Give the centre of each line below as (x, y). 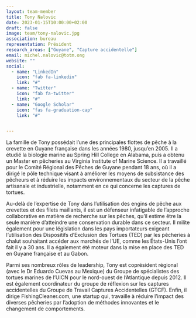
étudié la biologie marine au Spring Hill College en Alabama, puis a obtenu (95, 155)
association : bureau (31, 39)
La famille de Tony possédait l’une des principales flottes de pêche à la (92, 142)
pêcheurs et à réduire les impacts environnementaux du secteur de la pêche (98, 180)
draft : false (22, 28)
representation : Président (39, 45)
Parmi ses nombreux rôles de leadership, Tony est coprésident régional (92, 265)
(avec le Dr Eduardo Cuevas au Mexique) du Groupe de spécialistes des (93, 272)
